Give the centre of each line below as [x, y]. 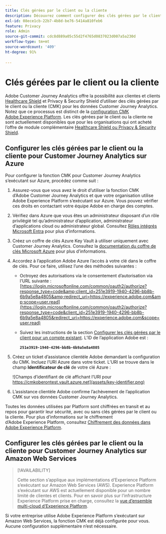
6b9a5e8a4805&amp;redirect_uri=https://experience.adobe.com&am [90, 297]
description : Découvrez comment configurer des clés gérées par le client [84, 16]
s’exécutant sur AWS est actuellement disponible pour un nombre [84, 491]
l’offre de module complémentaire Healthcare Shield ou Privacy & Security [81, 127]
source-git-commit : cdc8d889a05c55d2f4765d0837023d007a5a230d [70, 37]
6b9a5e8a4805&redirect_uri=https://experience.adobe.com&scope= [90, 318]
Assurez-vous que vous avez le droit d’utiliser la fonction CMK [76, 191]
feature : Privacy [23, 26]
